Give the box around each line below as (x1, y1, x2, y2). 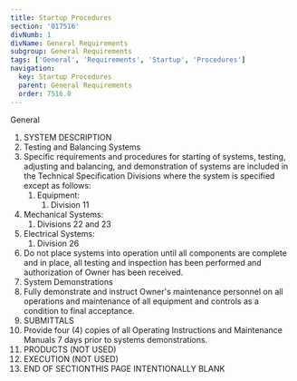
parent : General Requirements (18, 81, 132, 90)
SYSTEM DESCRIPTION (23, 132, 112, 142)
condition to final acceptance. (23, 305, 135, 316)
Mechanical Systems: (23, 209, 104, 220)
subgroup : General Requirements (10, 47, 132, 56)
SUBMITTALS (23, 315, 75, 326)
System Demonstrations (23, 276, 114, 287)
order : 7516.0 (18, 89, 72, 98)
